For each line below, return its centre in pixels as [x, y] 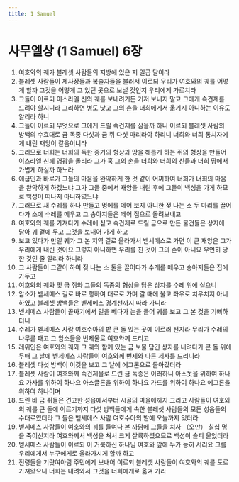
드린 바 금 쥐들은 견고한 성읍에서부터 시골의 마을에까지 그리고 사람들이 [115, 400]
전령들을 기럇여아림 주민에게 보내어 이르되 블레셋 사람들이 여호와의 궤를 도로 [123, 462]
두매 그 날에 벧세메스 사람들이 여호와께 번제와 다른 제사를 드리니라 [109, 356]
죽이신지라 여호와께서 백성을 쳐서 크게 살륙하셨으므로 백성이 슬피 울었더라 [127, 435]
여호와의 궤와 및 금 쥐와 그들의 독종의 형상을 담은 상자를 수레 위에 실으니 [117, 285]
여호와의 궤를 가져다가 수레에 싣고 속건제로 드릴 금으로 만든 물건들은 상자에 [122, 223]
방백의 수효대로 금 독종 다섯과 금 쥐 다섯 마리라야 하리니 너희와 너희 [111, 134]
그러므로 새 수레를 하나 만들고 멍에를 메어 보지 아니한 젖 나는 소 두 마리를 [118, 205]
